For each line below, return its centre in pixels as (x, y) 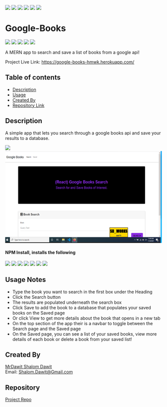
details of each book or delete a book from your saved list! (72, 339)
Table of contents (33, 78)
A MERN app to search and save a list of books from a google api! (73, 52)
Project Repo (18, 400)
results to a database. (27, 138)
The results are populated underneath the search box (67, 302)
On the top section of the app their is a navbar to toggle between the (83, 323)
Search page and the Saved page (46, 329)
